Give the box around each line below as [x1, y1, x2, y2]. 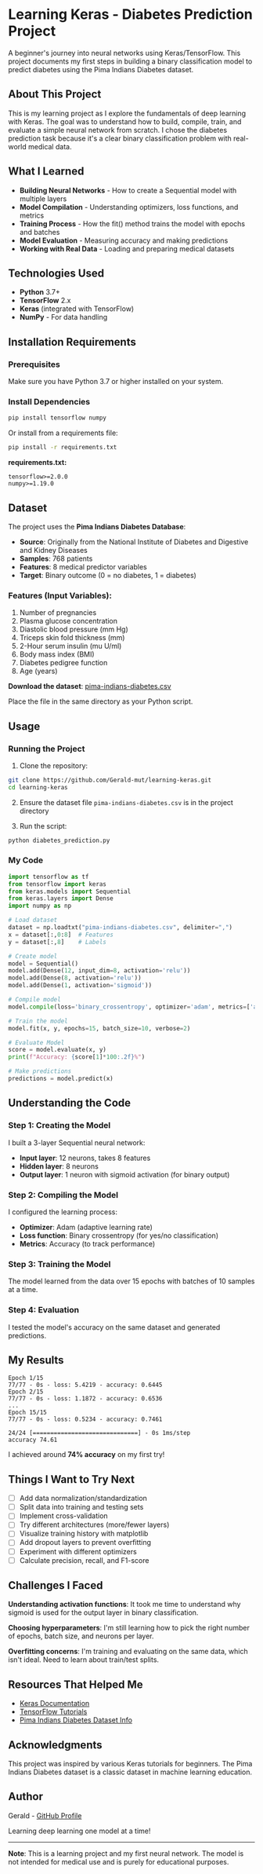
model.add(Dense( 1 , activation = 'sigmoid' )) [8, 982, 153, 990]
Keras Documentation [19, 1699, 90, 1708]
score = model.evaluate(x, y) [8, 1046, 107, 1054]
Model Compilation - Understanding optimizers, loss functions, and [19, 202, 239, 211]
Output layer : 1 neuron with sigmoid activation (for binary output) [19, 1169, 230, 1179]
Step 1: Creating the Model [8, 1120, 111, 1131]
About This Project [8, 88, 102, 101]
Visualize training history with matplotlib [19, 1529, 149, 1539]
